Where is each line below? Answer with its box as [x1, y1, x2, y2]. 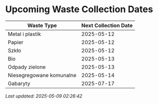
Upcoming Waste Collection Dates [5, 4, 153, 15]
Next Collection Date [81, 22, 133, 29]
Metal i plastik [8, 30, 41, 38]
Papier [8, 39, 24, 46]
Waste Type [27, 22, 57, 29]
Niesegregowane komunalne [8, 72, 76, 79]
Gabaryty [8, 80, 31, 87]
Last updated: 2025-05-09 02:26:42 [5, 93, 83, 99]
